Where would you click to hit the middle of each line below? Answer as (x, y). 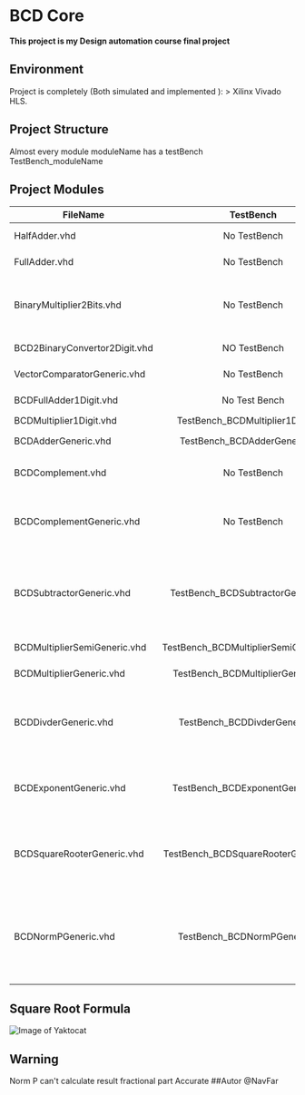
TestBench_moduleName (56, 161)
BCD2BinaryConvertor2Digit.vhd (84, 348)
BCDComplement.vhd (60, 473)
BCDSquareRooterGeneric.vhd (79, 854)
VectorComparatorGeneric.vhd (80, 375)
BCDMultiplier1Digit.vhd (66, 421)
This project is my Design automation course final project (120, 41)
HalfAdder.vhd (45, 236)
